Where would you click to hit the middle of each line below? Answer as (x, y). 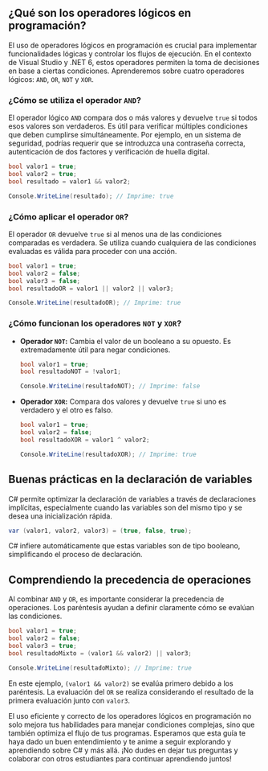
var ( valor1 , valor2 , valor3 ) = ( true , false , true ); (100, 531)
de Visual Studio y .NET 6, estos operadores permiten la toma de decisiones (134, 62)
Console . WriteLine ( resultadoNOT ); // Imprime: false (110, 386)
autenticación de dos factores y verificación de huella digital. (109, 152)
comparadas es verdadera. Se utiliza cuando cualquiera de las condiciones (132, 242)
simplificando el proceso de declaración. (75, 555)
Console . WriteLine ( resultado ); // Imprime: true (91, 196)
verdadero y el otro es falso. (67, 410)
